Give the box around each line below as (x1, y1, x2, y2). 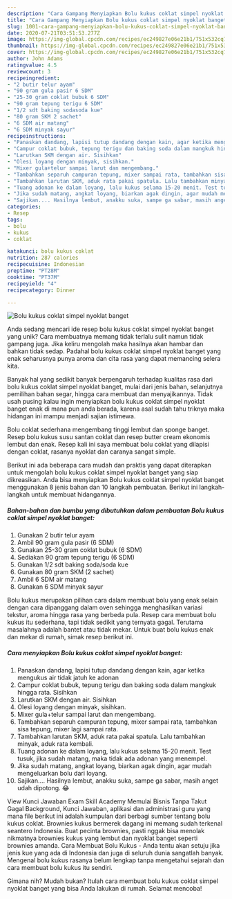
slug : (7, 23, 23, 30)
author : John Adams (7, 55, 64, 62)
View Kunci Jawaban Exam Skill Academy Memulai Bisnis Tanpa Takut (7, 797, 207, 805)
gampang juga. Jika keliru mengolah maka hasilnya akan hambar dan (7, 340, 204, 348)
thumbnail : (7, 42, 39, 49)
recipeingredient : (7, 74, 60, 82)
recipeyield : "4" (7, 280, 57, 287)
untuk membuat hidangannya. (30, 490, 116, 499)
